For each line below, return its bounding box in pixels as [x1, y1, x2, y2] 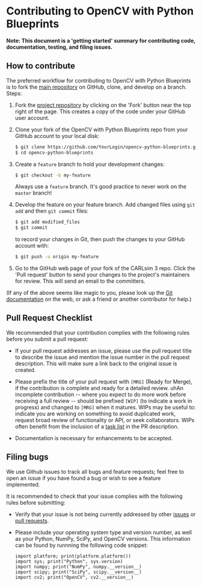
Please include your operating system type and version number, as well [14, 529, 192, 536]
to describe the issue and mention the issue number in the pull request [14, 353, 191, 361]
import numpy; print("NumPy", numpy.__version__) [14, 564, 142, 570]
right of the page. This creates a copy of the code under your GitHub [14, 107, 186, 115]
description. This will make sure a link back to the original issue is [14, 360, 177, 367]
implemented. [6, 480, 40, 488]
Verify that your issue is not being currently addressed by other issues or [14, 511, 196, 518]
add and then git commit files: [14, 207, 89, 215]
